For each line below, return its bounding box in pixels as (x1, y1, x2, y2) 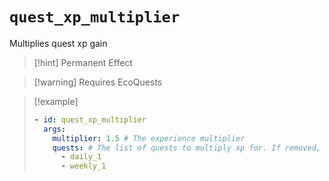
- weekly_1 (60, 161, 107, 172)
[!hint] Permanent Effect (33, 56, 133, 68)
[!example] (33, 95, 79, 107)
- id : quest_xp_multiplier (33, 114, 147, 125)
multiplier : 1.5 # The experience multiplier (52, 133, 246, 143)
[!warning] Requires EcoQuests (33, 76, 163, 88)
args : (43, 124, 66, 134)
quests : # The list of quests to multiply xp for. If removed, (52, 143, 321, 153)
